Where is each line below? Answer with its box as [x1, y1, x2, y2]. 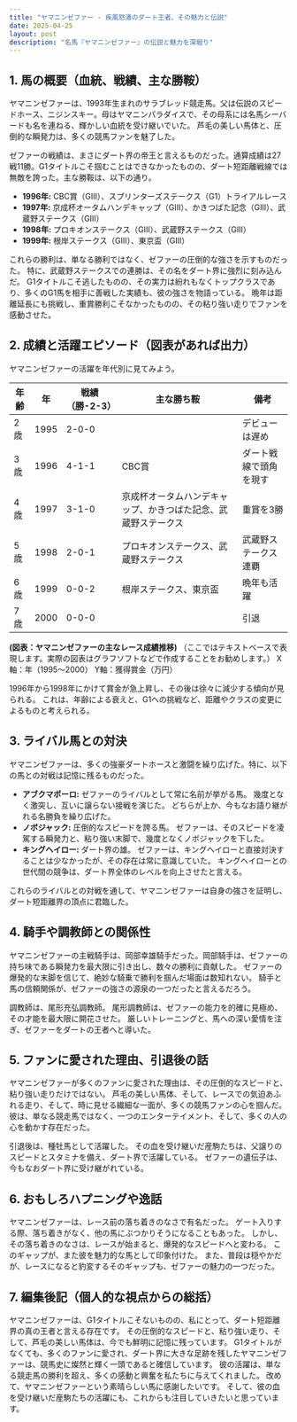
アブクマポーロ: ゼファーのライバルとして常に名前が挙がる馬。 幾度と [21, 788, 277, 799]
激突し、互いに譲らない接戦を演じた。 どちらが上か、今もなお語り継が [29, 800, 288, 810]
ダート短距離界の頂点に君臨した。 [9, 896, 133, 907]
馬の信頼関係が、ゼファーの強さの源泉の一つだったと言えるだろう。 [9, 983, 256, 994]
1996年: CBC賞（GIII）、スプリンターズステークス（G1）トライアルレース [21, 191, 287, 202]
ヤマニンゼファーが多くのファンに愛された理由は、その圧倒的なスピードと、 [9, 1078, 288, 1089]
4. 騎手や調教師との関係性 [9, 925, 151, 940]
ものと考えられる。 [24, 705, 95, 715]
